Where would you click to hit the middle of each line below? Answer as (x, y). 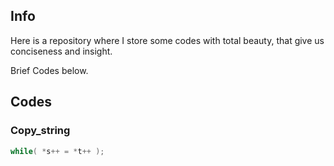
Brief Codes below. (49, 70)
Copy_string (40, 131)
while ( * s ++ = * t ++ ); (57, 151)
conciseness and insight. (61, 51)
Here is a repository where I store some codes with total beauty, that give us (167, 40)
